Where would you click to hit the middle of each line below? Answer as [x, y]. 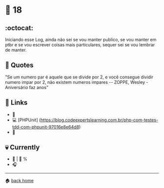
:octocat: [19, 28]
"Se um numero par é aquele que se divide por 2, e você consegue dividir [79, 77]
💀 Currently [22, 147]
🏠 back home [20, 181]
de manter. [16, 50]
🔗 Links [16, 103]
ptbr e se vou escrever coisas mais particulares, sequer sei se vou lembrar [80, 45]
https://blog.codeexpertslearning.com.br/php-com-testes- [100, 120]
